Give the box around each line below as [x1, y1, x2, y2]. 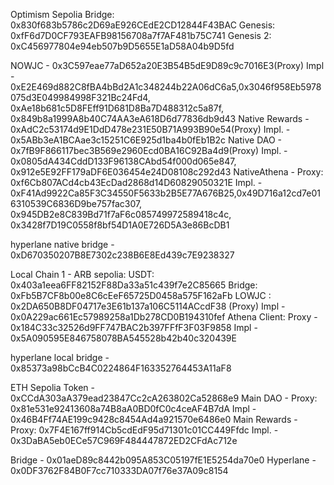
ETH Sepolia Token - [10, 382, 96, 393]
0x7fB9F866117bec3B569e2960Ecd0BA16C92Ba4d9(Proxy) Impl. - [10, 145, 288, 156]
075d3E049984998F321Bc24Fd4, [10, 92, 151, 103]
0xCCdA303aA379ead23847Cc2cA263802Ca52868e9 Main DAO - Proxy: [10, 392, 318, 404]
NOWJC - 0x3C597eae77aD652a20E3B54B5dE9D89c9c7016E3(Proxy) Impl [10, 60, 325, 71]
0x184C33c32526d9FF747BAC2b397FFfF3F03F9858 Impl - [10, 322, 258, 333]
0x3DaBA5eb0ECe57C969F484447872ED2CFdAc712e [10, 435, 238, 446]
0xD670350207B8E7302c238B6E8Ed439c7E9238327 [10, 249, 235, 261]
